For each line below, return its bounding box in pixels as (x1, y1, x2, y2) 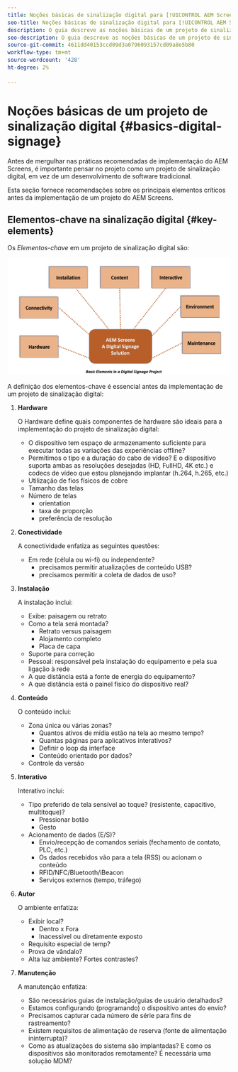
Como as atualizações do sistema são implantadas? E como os (28, 1041, 212, 1050)
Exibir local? (28, 917, 64, 926)
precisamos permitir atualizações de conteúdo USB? (38, 562, 193, 572)
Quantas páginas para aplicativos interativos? (38, 736, 172, 744)
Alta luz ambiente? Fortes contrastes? (28, 955, 139, 963)
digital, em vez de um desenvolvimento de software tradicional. (7, 171, 193, 181)
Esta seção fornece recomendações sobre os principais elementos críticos (7, 186, 226, 194)
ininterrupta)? (28, 1034, 68, 1042)
